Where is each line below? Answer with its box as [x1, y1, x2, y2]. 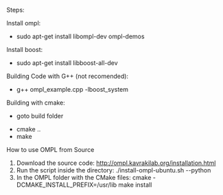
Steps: [6, 6, 25, 14]
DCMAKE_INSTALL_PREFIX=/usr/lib [16, 181, 117, 189]
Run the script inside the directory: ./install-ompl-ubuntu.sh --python [16, 166, 211, 174]
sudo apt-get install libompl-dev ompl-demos [16, 32, 145, 40]
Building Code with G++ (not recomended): [6, 72, 128, 80]
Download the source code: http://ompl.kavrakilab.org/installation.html [16, 159, 216, 167]
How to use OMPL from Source [6, 146, 95, 153]
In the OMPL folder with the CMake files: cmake [16, 174, 152, 181]
